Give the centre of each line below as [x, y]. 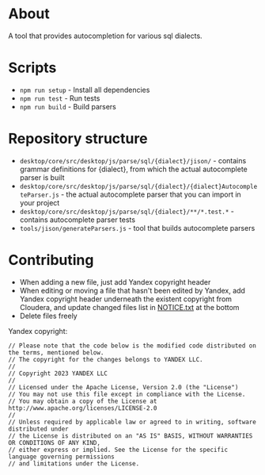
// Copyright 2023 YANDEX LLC [58, 373]
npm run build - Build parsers [68, 106]
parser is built [42, 177]
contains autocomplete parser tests [78, 220]
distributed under [38, 429]
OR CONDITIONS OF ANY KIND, [55, 442]
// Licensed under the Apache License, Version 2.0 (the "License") [123, 387]
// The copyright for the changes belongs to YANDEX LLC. [106, 359]
